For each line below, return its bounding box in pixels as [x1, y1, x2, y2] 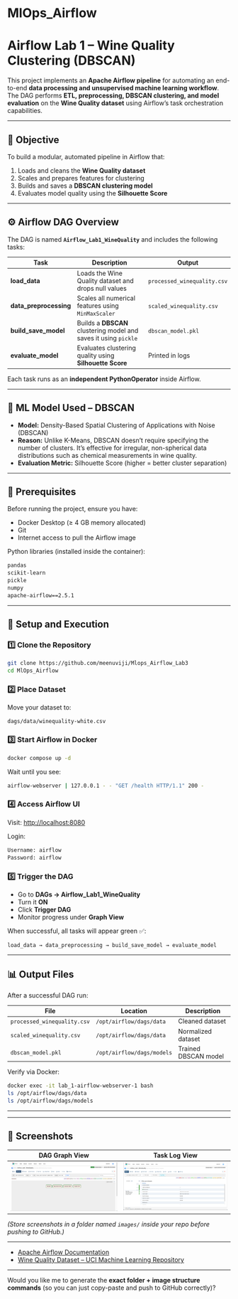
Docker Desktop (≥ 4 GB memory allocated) [17, 518, 147, 527]
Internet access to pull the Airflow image [17, 533, 136, 542]
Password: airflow [7, 854, 62, 861]
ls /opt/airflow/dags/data [7, 1090, 87, 1097]
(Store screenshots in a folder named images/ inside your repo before [7, 1220, 210, 1229]
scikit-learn [7, 570, 46, 577]
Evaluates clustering [76, 343, 137, 353]
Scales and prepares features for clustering [17, 173, 145, 182]
